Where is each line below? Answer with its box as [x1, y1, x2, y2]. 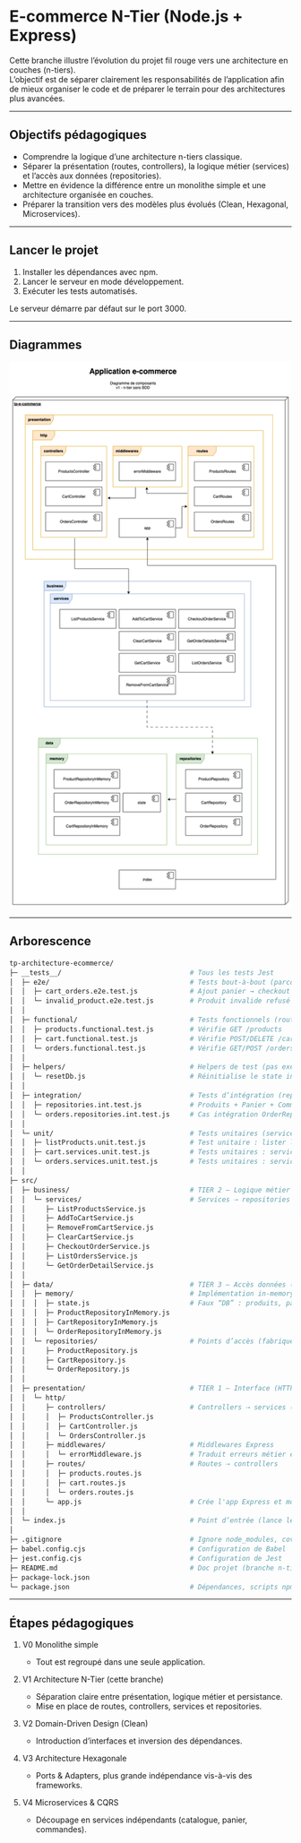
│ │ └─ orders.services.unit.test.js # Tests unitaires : [9, 1158, 267, 1167]
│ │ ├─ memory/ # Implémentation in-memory [9, 1289, 295, 1298]
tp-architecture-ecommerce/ [9, 959, 115, 968]
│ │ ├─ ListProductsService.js [9, 1204, 146, 1213]
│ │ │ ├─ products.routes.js [9, 1469, 142, 1478]
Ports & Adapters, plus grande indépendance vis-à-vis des [35, 1770, 253, 1781]
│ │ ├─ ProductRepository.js [9, 1346, 139, 1355]
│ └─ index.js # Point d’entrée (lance [9, 1516, 282, 1525]
